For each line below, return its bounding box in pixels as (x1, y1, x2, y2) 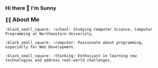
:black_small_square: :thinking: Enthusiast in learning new (5, 53, 137, 58)
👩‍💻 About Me (5, 16, 39, 23)
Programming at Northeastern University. (5, 31, 94, 37)
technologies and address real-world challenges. (5, 58, 112, 63)
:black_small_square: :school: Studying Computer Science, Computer (5, 27, 153, 32)
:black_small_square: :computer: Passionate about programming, (5, 40, 144, 45)
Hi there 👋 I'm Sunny (5, 5, 57, 12)
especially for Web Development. (5, 45, 76, 50)
